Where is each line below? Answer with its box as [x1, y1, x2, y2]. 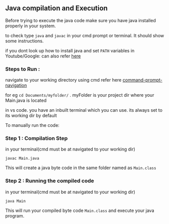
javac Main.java [5, 156, 39, 161]
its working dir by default [5, 113, 57, 119]
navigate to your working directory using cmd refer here [5, 77, 122, 83]
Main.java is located [5, 98, 47, 104]
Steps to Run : [5, 65, 40, 72]
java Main [5, 198, 26, 203]
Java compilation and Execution [5, 4, 108, 13]
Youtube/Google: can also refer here [5, 53, 81, 59]
